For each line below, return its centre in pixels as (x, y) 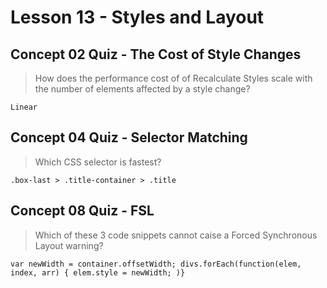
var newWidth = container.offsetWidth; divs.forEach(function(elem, (156, 264)
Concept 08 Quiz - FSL (82, 211)
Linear (24, 107)
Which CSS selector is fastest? (98, 162)
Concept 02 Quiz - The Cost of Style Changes (156, 54)
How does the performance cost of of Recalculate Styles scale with (173, 78)
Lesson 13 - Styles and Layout (137, 17)
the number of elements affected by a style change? (142, 89)
